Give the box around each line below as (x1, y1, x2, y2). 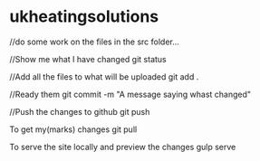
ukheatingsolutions (9, 6, 159, 27)
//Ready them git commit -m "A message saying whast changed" (9, 89, 252, 99)
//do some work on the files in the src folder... (9, 36, 179, 47)
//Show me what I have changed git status (9, 53, 167, 64)
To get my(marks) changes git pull (9, 124, 138, 135)
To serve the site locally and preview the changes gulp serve (9, 141, 236, 152)
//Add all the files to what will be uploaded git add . (9, 71, 199, 82)
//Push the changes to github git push (9, 106, 150, 117)
